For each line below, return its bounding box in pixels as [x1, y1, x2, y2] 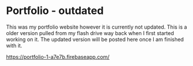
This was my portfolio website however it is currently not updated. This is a [6, 23, 188, 30]
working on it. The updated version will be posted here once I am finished [6, 36, 184, 43]
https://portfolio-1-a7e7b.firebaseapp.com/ [6, 53, 110, 60]
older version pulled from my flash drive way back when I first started [6, 29, 174, 36]
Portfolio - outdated [6, 4, 104, 18]
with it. [6, 42, 22, 49]
